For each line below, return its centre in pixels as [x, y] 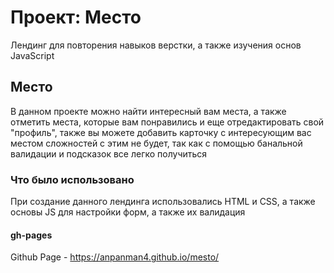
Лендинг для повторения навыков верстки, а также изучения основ [156, 45]
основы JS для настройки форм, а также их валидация [128, 212]
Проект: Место [76, 17]
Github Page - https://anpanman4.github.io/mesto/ [115, 257]
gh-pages [31, 235]
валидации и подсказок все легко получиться [109, 153]
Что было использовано [72, 179]
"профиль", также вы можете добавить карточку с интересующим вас [161, 132]
